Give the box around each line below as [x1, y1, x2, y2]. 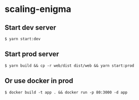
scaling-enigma [4, 3, 72, 15]
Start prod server [4, 50, 59, 58]
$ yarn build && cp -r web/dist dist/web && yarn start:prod [4, 63, 135, 68]
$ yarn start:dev [4, 36, 41, 41]
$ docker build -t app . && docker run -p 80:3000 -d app [4, 90, 128, 95]
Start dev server [4, 23, 56, 32]
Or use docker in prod [4, 77, 73, 85]
